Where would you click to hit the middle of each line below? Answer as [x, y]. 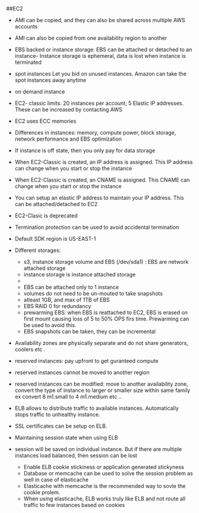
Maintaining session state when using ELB [66, 438]
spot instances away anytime [50, 80]
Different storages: [38, 250]
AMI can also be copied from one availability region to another [91, 38]
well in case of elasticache [56, 480]
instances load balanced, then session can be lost [76, 456]
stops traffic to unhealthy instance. [57, 414]
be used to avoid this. [50, 325]
